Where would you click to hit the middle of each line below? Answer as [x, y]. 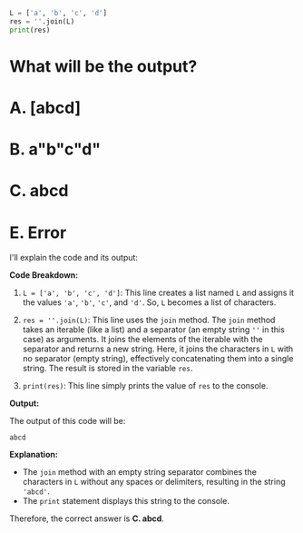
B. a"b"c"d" [55, 149]
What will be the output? [103, 66]
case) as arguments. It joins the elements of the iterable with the [142, 340]
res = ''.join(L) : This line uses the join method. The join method [149, 320]
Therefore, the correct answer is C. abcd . [87, 518]
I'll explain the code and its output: [74, 258]
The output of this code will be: [68, 421]
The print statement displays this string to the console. [126, 501]
